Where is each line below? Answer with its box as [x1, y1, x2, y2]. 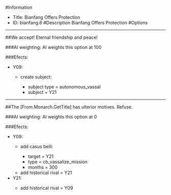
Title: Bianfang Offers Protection [12, 14, 80, 20]
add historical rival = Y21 [20, 169, 72, 176]
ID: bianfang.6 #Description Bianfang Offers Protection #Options [12, 20, 148, 26]
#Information [5, 5, 33, 10]
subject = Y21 [27, 89, 57, 95]
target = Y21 [27, 153, 54, 159]
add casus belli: [20, 143, 53, 150]
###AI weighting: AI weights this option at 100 [5, 44, 102, 50]
